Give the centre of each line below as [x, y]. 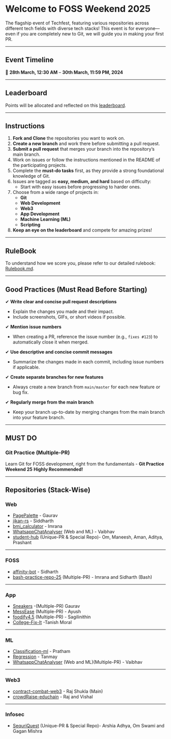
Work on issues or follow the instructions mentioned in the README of [86, 160]
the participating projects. [40, 165]
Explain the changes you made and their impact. [63, 311]
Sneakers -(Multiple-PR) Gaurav [46, 606]
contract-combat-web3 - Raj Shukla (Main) [58, 691]
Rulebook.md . [20, 269]
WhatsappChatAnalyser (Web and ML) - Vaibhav [64, 532]
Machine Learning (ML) [46, 219]
